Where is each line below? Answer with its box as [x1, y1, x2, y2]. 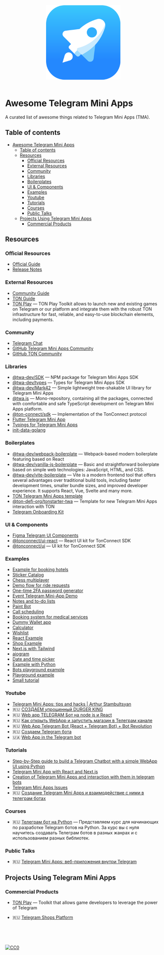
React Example [12, 635, 43, 641]
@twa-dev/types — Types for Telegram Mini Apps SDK [12, 380, 125, 385]
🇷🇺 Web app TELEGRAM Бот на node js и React [12, 712, 112, 718]
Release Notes [12, 266, 42, 272]
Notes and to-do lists [12, 598, 55, 604]
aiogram [12, 651, 30, 657]
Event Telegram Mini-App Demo [12, 593, 78, 599]
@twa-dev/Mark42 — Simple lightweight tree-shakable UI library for [12, 385, 152, 391]
